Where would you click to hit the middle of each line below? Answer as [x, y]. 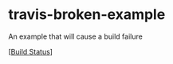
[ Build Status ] [31, 51]
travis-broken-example [87, 15]
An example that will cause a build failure [76, 36]
